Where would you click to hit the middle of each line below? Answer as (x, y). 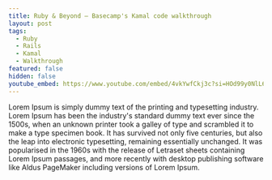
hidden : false (32, 76)
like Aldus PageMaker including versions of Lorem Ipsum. (104, 167)
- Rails (29, 46)
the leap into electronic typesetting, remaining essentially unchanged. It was (136, 141)
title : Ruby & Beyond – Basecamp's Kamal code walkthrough (110, 16)
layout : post (30, 24)
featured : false (36, 69)
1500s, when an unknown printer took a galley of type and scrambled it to (131, 124)
